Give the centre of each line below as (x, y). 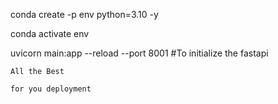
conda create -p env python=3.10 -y (84, 14)
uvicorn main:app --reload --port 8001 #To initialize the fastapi (139, 53)
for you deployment (51, 89)
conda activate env (50, 33)
